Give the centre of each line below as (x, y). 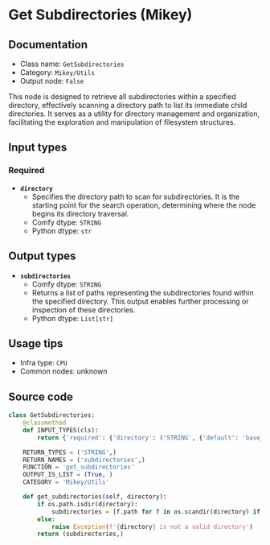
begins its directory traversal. (80, 213)
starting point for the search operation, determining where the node (144, 205)
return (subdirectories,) (81, 534)
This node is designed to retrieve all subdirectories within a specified (123, 97)
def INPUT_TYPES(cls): (61, 430)
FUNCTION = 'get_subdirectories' (79, 467)
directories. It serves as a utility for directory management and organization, (134, 114)
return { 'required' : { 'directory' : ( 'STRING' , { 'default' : (138, 438)
